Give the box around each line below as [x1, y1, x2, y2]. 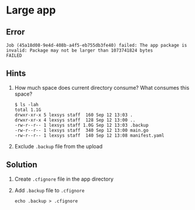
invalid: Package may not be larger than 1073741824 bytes [6, 48, 153, 53]
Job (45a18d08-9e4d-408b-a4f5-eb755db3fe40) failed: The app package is [6, 42, 187, 48]
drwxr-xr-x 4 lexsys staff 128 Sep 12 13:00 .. [14, 117, 136, 123]
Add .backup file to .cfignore [14, 187, 85, 194]
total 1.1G [14, 107, 42, 113]
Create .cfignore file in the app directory [14, 175, 114, 182]
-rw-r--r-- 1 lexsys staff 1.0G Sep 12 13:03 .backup [14, 122, 149, 128]
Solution [6, 160, 37, 170]
